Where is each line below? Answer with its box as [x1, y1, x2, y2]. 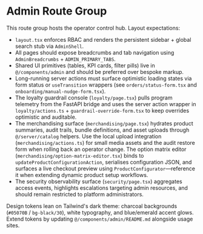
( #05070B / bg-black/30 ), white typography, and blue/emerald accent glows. [6, 209, 194, 216]
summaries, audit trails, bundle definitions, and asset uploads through [15, 126, 190, 133]
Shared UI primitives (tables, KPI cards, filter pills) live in [15, 62, 156, 69]
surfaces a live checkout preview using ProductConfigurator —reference [15, 165, 196, 172]
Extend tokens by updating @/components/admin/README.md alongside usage [6, 215, 193, 222]
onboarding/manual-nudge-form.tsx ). [15, 87, 106, 95]
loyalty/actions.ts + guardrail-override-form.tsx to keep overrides [15, 107, 190, 114]
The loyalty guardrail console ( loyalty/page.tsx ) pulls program [15, 94, 173, 101]
